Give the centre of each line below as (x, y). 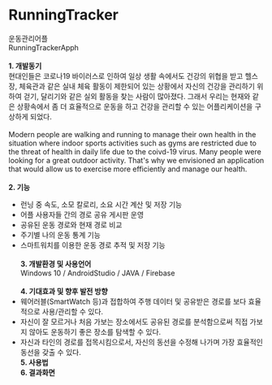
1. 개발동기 (25, 66)
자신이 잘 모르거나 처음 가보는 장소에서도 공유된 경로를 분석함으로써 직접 (134, 322)
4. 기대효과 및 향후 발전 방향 (64, 291)
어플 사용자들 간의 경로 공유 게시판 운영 (82, 214)
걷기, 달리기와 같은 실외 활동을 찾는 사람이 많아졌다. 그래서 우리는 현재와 (137, 96)
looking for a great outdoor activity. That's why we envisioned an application (136, 160)
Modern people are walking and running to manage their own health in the (132, 134)
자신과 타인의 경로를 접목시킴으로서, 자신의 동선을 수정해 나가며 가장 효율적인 (142, 342)
